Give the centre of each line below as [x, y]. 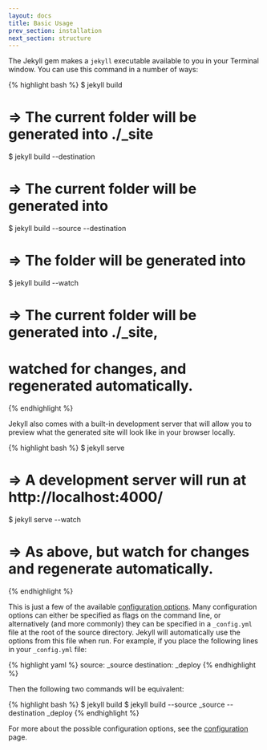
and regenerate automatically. [111, 569]
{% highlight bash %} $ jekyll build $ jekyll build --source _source [117, 705]
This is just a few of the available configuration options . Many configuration [133, 607]
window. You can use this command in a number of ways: [103, 70]
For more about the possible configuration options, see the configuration [128, 729]
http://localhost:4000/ [86, 497]
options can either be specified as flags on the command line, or [115, 615]
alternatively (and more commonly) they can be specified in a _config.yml [130, 624]
